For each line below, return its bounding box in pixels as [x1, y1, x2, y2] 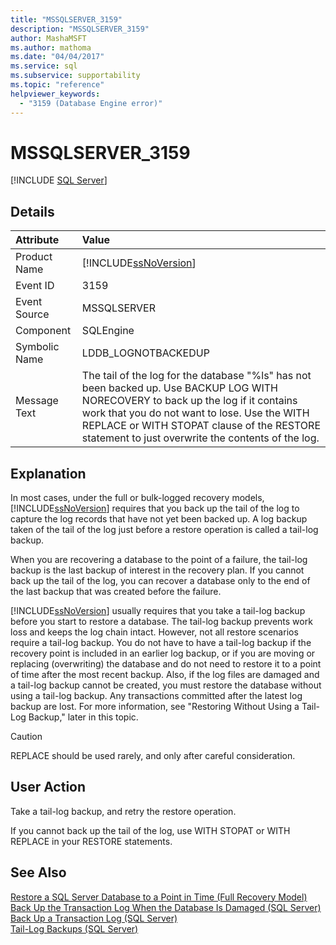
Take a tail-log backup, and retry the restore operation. [10, 805, 237, 817]
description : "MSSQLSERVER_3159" [10, 24, 150, 34]
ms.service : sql [10, 61, 78, 71]
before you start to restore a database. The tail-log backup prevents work [10, 616, 313, 628]
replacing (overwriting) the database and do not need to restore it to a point [10, 658, 322, 670]
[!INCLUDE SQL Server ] [10, 174, 108, 186]
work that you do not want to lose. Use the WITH [81, 406, 310, 420]
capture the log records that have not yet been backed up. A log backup [10, 513, 308, 525]
